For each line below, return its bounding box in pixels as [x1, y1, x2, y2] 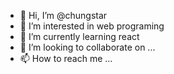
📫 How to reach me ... [19, 53, 113, 64]
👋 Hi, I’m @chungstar [19, 10, 108, 21]
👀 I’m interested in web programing [19, 20, 165, 32]
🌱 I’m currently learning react [19, 31, 140, 42]
